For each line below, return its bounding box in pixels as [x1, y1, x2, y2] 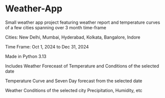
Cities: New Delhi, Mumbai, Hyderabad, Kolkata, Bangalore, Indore [5, 34, 140, 40]
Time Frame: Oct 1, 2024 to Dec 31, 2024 [5, 44, 89, 49]
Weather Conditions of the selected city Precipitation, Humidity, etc [5, 87, 143, 93]
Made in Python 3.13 [5, 53, 47, 59]
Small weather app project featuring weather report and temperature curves [5, 19, 160, 25]
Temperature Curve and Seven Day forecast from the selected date [5, 78, 143, 84]
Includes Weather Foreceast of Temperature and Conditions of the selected [5, 63, 160, 69]
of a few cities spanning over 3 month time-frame [5, 24, 107, 30]
